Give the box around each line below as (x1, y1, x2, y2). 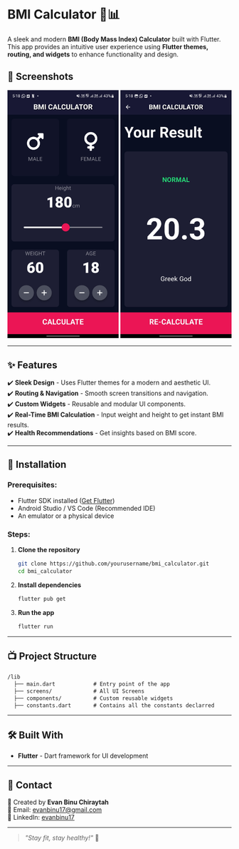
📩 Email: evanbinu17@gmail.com (7, 805, 102, 814)
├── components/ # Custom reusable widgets (14, 695, 174, 702)
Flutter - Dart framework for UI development (17, 751, 149, 761)
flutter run (17, 623, 53, 630)
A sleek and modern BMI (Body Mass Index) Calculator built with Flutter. (7, 34, 221, 44)
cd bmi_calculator (17, 567, 73, 575)
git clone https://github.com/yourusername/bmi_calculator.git (17, 560, 210, 568)
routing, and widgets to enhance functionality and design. (7, 50, 179, 59)
